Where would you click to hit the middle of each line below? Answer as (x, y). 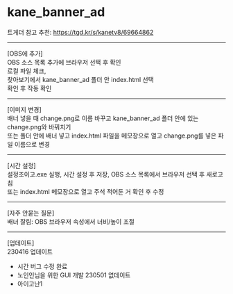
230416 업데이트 (30, 252)
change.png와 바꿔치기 (39, 126)
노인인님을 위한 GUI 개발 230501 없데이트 (74, 275)
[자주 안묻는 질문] (31, 213)
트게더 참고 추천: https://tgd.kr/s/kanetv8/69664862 (80, 32)
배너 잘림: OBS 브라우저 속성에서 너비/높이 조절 (71, 221)
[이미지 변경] (24, 109)
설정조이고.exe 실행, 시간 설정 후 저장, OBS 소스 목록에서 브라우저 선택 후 (106, 174)
